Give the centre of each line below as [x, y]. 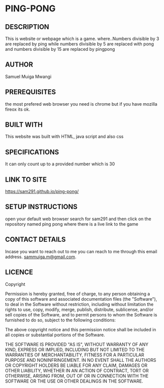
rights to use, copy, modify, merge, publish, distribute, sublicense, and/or [79, 310]
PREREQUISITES [31, 92]
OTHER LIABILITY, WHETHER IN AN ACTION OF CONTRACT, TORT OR [77, 370]
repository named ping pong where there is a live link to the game [72, 224]
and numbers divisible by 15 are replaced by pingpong [60, 49]
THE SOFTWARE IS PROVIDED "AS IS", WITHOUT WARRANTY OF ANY [77, 344]
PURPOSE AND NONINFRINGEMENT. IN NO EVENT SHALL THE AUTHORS [81, 360]
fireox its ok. [18, 109]
